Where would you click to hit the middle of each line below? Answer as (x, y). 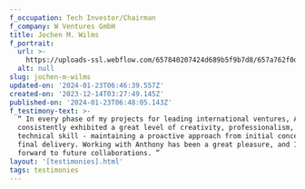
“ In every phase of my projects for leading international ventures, (154, 119)
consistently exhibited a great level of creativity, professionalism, (156, 128)
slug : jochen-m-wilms (50, 77)
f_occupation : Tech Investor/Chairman (83, 18)
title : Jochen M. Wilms (54, 35)
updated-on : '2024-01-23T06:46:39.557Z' (87, 85)
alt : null (36, 69)
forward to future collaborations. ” (89, 153)
